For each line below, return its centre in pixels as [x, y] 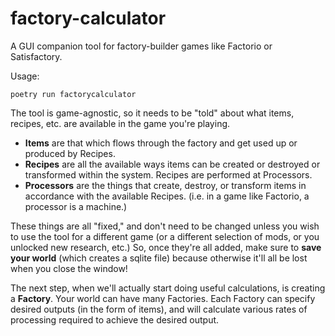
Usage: [25, 76]
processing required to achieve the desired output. [115, 319]
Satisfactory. [36, 56]
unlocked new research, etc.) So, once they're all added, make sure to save [166, 247]
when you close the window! [69, 268]
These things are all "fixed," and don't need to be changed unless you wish [165, 226]
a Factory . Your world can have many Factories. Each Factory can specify [163, 298]
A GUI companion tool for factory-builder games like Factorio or [141, 46]
